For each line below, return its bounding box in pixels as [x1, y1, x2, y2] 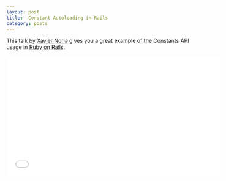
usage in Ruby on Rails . [6, 43, 66, 51]
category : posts [6, 20, 48, 26]
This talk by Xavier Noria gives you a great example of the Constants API [6, 37, 189, 45]
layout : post [6, 9, 40, 15]
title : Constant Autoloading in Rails [6, 15, 108, 21]
